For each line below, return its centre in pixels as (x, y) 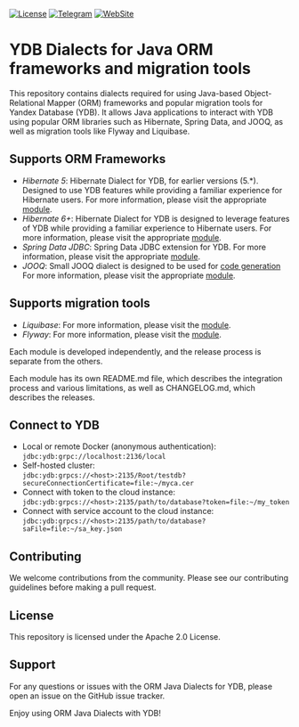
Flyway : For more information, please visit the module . (122, 334)
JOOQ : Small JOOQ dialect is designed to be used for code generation (151, 265)
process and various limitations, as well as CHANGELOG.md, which (132, 388)
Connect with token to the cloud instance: (99, 492)
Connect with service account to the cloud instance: (118, 511)
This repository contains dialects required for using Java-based (126, 93)
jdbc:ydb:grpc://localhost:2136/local (94, 457)
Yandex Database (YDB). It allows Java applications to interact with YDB (141, 112)
